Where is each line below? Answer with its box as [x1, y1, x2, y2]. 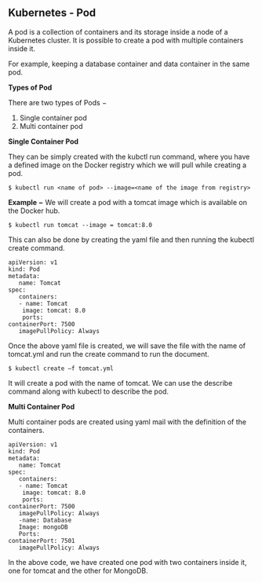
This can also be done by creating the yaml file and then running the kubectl [8, 235, 255, 244]
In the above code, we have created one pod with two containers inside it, [8, 557, 247, 566]
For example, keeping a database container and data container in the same [8, 59, 250, 68]
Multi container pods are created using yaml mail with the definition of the [8, 416, 247, 427]
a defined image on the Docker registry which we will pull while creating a [8, 160, 247, 170]
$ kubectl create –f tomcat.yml [8, 365, 114, 372]
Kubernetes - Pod [8, 6, 96, 20]
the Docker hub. [8, 206, 60, 215]
